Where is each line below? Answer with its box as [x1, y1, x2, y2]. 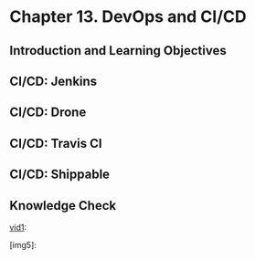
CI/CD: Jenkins [9, 73, 98, 88]
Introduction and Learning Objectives [9, 43, 227, 58]
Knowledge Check [9, 198, 117, 213]
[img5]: [9, 239, 37, 250]
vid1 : [9, 222, 27, 233]
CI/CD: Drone [9, 105, 87, 120]
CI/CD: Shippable [9, 167, 111, 182]
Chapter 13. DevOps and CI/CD [9, 6, 247, 27]
